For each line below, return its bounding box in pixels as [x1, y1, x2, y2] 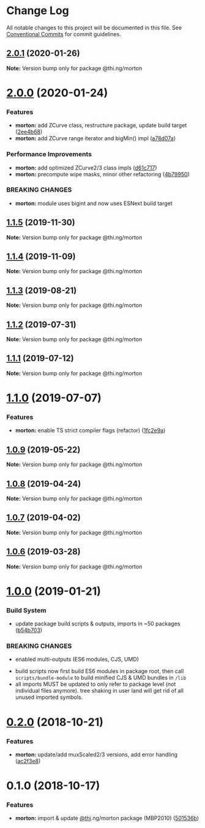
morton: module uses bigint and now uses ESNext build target [15, 200, 173, 207]
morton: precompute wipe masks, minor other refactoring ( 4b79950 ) [15, 170, 190, 178]
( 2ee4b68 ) [15, 128, 43, 135]
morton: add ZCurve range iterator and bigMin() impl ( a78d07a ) [15, 135, 176, 142]
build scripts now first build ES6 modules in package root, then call [15, 668, 184, 675]
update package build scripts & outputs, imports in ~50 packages [15, 620, 181, 628]
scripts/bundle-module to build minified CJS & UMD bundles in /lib [15, 674, 187, 682]
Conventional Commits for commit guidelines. [6, 30, 121, 37]
